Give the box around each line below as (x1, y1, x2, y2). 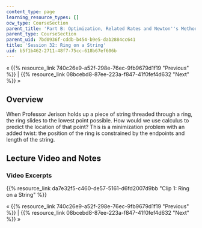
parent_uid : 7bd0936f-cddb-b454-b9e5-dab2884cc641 (6, 37, 136, 43)
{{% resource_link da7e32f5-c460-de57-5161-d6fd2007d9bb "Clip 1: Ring (6, 185, 189, 192)
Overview (6, 94, 44, 105)
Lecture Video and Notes (6, 153, 102, 163)
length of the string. (6, 136, 55, 143)
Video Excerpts (6, 171, 52, 179)
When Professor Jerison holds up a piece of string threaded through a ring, (6, 110, 193, 118)
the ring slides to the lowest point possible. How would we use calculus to (6, 116, 189, 124)
